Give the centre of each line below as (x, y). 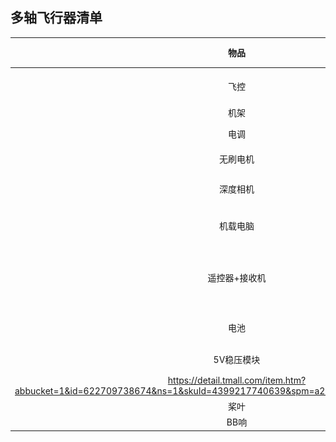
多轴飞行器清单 (56, 18)
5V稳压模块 (237, 360)
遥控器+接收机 (237, 277)
